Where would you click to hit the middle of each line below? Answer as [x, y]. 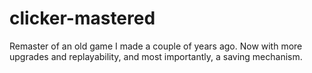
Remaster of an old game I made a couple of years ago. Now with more [156, 46]
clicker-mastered [82, 18]
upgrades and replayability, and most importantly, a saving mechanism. [156, 56]
